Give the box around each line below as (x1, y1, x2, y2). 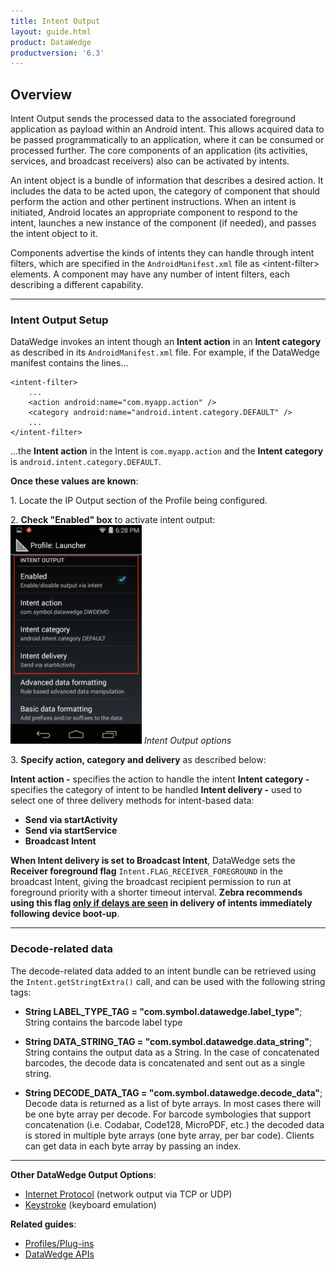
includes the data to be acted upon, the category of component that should (10, 185, 320, 197)
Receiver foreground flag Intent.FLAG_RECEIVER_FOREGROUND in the (10, 865, 283, 877)
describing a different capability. (10, 279, 144, 291)
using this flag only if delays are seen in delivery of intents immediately (10, 897, 313, 909)
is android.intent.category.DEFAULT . (10, 456, 162, 468)
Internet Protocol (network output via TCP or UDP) (24, 1188, 233, 1200)
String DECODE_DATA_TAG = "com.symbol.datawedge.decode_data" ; (24, 1086, 323, 1099)
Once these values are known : (10, 475, 139, 487)
